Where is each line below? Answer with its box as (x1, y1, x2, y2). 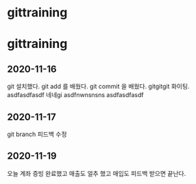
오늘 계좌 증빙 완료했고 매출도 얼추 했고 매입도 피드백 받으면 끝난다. (7, 169, 186, 177)
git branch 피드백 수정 (7, 130, 67, 138)
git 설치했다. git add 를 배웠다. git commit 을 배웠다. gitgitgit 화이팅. (7, 82, 190, 90)
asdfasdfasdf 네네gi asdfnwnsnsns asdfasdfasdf (7, 91, 144, 99)
